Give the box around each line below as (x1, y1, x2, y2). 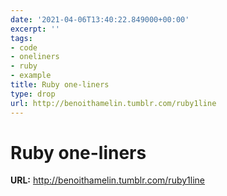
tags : (10, 33, 33, 43)
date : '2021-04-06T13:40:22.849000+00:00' (10, 14, 190, 25)
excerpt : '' (10, 24, 60, 34)
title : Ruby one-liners (10, 80, 110, 90)
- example (10, 71, 52, 81)
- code (10, 42, 38, 53)
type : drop (10, 89, 56, 99)
